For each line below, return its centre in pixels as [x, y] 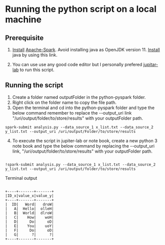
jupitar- [150, 64]
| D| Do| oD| [30, 222]
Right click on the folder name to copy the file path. [64, 102]
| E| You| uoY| [30, 226]
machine [23, 20]
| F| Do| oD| [30, 230]
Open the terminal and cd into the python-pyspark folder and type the [83, 108]
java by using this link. [35, 55]
